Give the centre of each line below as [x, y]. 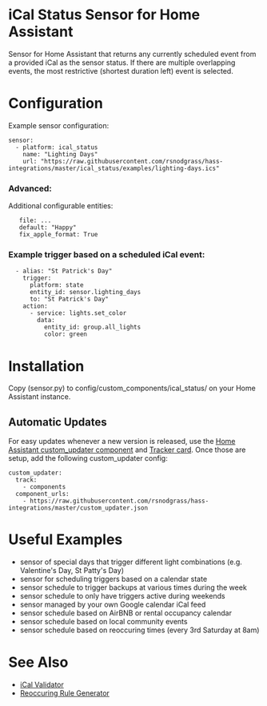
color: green [66, 334]
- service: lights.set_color [78, 313]
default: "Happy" [48, 228]
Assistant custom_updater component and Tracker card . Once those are [127, 450]
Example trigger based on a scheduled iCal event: [107, 255]
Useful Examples [66, 540]
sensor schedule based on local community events [104, 622]
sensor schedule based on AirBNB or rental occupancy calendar [126, 613]
